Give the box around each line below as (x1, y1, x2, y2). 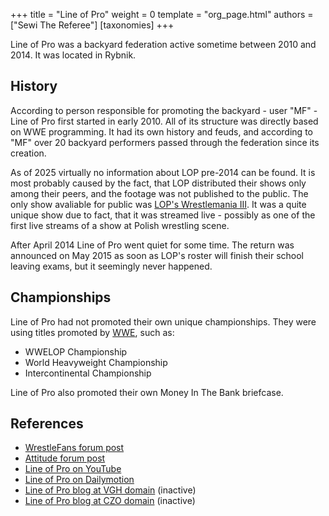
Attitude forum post (24, 452, 106, 464)
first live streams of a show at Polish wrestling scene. (10, 219, 230, 231)
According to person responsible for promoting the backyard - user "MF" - (10, 104, 318, 116)
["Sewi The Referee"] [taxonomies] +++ (10, 19, 175, 31)
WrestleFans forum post (24, 442, 125, 454)
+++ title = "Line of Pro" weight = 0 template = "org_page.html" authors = (10, 9, 314, 20)
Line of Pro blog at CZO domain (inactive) (24, 495, 196, 507)
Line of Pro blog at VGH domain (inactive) (24, 484, 197, 496)
